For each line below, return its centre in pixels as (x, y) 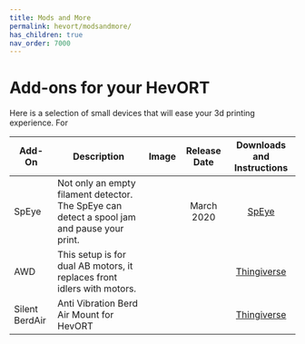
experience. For (39, 123)
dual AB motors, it (95, 266)
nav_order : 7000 (40, 43)
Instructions (261, 168)
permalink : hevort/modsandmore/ (70, 26)
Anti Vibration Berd (98, 303)
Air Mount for (86, 315)
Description (98, 157)
